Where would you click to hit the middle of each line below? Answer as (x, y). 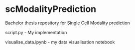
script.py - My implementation (36, 32)
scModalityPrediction (51, 9)
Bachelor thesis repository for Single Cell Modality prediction (68, 23)
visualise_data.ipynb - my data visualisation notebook (60, 42)
